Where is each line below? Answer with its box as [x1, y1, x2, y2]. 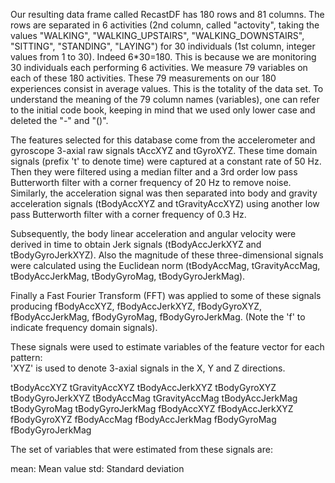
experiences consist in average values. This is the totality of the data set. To [10, 83, 324, 94]
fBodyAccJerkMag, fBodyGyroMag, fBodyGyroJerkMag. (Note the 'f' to [10, 311, 306, 323]
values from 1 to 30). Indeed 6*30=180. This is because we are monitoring [10, 51, 317, 63]
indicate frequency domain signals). [10, 322, 158, 333]
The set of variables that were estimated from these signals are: [10, 444, 273, 455]
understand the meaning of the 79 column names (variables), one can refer [10, 94, 320, 105]
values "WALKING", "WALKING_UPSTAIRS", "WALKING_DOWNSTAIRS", [10, 30, 305, 41]
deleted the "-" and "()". [10, 115, 109, 126]
